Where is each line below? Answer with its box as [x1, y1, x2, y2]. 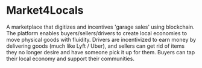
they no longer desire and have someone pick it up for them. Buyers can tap [6, 48, 195, 55]
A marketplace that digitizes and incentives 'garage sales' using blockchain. [6, 23, 195, 30]
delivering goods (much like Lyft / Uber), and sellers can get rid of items [6, 42, 185, 50]
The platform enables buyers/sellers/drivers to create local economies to [6, 29, 188, 36]
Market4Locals [6, 4, 84, 17]
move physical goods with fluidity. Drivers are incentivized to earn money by [6, 36, 197, 43]
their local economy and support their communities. [6, 55, 134, 62]
